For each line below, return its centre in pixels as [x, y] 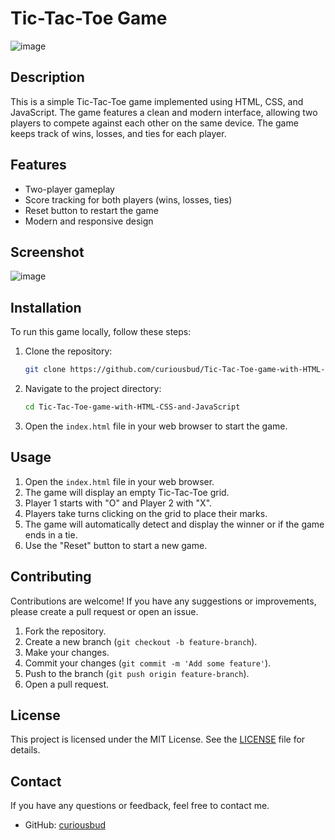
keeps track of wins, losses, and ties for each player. [118, 133]
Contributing [51, 577]
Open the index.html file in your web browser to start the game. [156, 426]
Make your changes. [67, 652]
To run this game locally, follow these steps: [101, 332]
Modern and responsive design [89, 221]
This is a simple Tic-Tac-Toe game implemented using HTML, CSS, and [157, 101]
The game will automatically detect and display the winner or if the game [174, 524]
